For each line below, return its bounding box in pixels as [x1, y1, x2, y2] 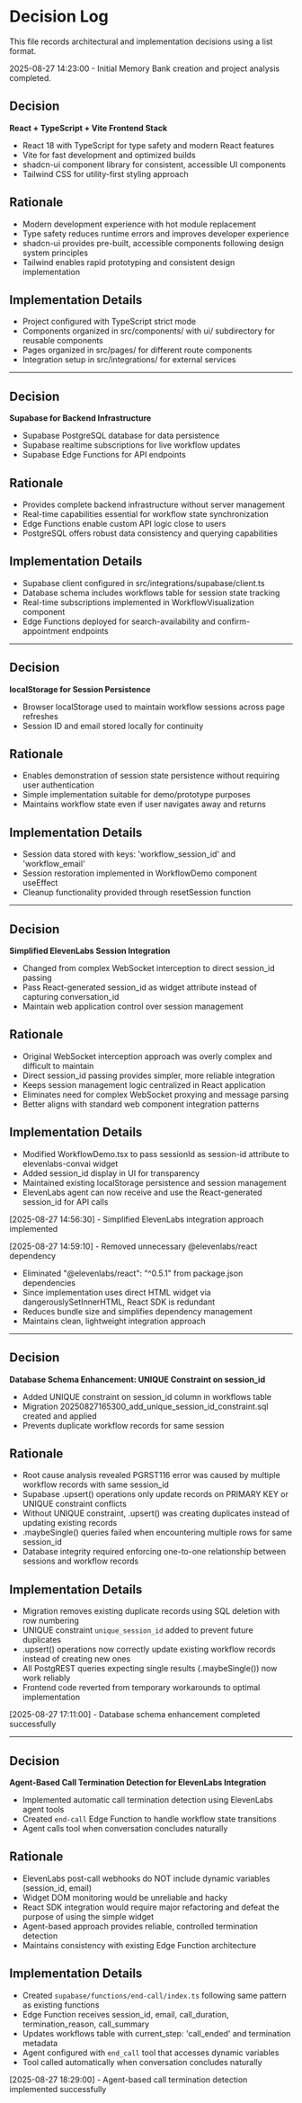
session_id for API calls [22, 1196, 109, 1207]
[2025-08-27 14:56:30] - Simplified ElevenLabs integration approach [9, 1214, 264, 1225]
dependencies [22, 1277, 76, 1288]
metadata [22, 2037, 58, 2048]
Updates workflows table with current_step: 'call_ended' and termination [22, 2027, 291, 2038]
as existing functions [22, 1999, 100, 2010]
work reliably [22, 1672, 71, 1683]
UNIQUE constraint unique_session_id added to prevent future [22, 1625, 253, 1635]
